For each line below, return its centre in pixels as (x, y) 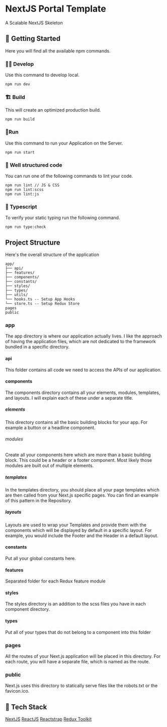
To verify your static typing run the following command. (63, 218)
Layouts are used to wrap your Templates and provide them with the (76, 525)
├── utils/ (17, 295)
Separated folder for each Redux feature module (55, 581)
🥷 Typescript (21, 207)
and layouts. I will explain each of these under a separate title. (69, 398)
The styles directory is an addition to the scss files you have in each (75, 604)
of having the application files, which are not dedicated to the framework (80, 342)
